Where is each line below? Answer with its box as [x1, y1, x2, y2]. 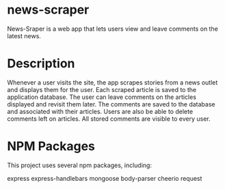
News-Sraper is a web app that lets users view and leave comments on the [7, 25, 219, 33]
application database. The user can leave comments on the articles [7, 93, 197, 101]
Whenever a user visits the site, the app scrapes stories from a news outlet [7, 78, 218, 87]
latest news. [7, 31, 41, 40]
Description [7, 56, 75, 72]
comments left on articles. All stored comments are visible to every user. [7, 115, 211, 123]
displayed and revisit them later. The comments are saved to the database [7, 100, 215, 108]
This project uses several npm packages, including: [7, 161, 153, 169]
